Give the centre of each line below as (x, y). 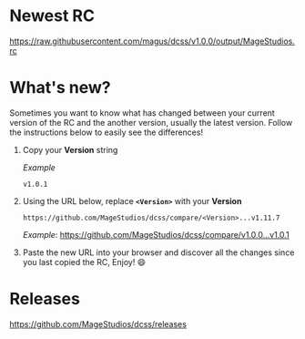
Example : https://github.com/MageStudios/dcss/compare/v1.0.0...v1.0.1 (156, 234)
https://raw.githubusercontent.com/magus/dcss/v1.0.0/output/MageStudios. (152, 41)
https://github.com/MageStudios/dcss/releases (98, 324)
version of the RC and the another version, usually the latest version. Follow (151, 122)
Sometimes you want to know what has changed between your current (142, 113)
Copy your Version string (70, 149)
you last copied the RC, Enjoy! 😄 (84, 262)
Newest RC (52, 16)
